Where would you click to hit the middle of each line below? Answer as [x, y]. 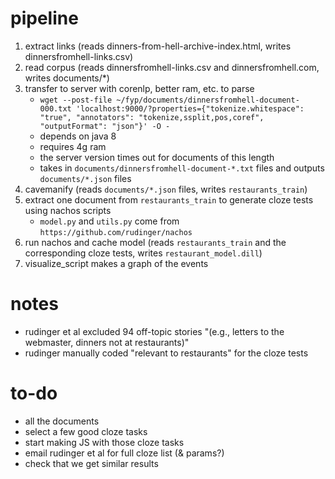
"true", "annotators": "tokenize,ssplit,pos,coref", [152, 117]
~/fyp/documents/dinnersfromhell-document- [208, 100]
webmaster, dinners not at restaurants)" [107, 342]
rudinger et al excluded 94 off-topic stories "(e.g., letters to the [154, 331]
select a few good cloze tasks [86, 431]
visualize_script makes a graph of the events [116, 263]
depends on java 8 [78, 136]
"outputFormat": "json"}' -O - [105, 126]
